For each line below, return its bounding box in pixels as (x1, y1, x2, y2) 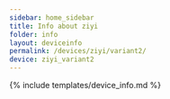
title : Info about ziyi (9, 22, 99, 31)
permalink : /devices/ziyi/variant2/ (9, 47, 147, 56)
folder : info (9, 30, 58, 39)
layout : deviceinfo (9, 38, 83, 48)
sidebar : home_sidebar (9, 13, 94, 22)
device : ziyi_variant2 (9, 55, 94, 64)
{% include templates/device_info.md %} (9, 80, 162, 90)
